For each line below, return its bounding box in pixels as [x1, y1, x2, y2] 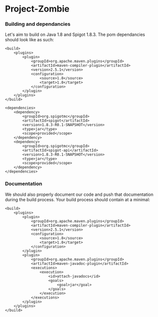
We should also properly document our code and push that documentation [5, 191, 154, 197]
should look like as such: [5, 37, 54, 43]
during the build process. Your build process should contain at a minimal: [5, 196, 150, 202]
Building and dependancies [5, 21, 71, 28]
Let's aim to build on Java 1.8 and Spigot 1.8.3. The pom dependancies [5, 32, 145, 37]
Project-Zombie [5, 3, 70, 15]
